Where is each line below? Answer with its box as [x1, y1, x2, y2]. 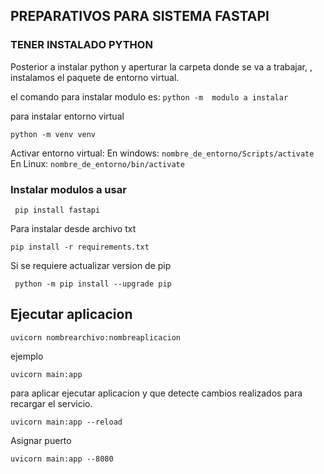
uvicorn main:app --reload [10, 417, 123, 427]
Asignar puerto [10, 434, 72, 446]
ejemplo [10, 350, 44, 362]
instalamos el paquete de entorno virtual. [10, 71, 180, 83]
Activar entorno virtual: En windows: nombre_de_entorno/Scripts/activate [10, 147, 315, 159]
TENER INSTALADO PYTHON [10, 38, 153, 52]
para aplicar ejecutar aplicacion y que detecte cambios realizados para [10, 387, 303, 399]
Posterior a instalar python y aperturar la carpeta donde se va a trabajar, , [10, 60, 313, 73]
